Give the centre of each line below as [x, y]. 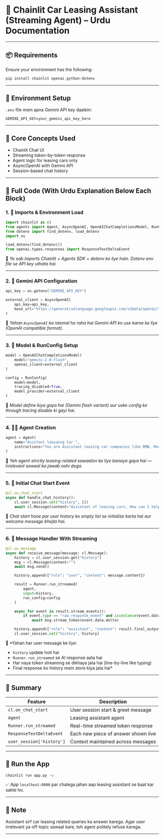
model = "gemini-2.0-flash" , [42, 360]
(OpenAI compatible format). [35, 328]
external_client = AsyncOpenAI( [38, 300]
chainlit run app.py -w [30, 775]
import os [16, 236]
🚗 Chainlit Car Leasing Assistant [72, 10]
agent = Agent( [21, 438]
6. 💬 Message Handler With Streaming [52, 539]
